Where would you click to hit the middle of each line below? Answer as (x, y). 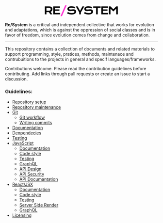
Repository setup (29, 102)
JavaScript (23, 143)
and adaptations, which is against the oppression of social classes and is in (80, 30)
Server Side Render (39, 205)
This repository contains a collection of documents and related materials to (80, 49)
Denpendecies (27, 133)
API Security (32, 174)
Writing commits (36, 123)
